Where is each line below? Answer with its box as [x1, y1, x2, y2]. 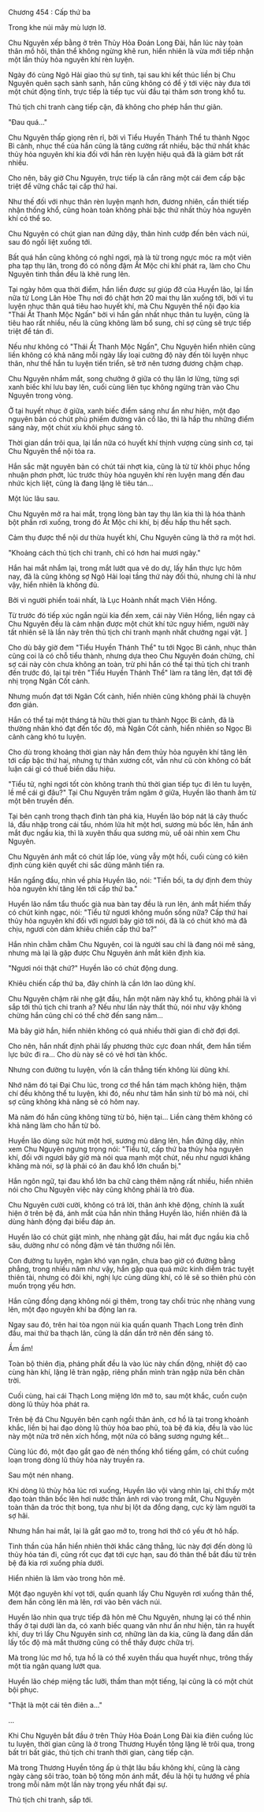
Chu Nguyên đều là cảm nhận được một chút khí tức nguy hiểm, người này [8, 620, 250, 628]
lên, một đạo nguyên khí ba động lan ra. [8, 1305, 138, 1314]
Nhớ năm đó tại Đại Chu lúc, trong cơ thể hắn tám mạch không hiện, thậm [8, 1080, 247, 1089]
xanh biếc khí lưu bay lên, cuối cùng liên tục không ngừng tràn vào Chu [8, 383, 240, 391]
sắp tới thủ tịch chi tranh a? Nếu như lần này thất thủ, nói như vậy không [8, 1002, 242, 1012]
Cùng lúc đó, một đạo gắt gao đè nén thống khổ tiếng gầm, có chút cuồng [8, 1447, 249, 1456]
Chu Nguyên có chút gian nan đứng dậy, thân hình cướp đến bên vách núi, [8, 229, 250, 238]
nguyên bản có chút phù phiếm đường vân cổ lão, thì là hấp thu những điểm [8, 414, 255, 424]
